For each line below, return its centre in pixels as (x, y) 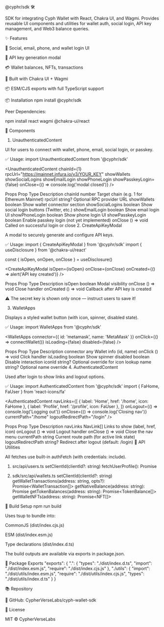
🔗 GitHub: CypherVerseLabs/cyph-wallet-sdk (51, 600)
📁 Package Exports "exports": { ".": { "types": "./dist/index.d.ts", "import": (79, 563)
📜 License (15, 610)
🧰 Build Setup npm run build (33, 506)
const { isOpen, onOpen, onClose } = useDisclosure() (59, 259)
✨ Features (16, 38)
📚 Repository (19, 589)
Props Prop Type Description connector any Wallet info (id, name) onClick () (82, 352)
